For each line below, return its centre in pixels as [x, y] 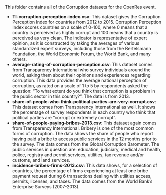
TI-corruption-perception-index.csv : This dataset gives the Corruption [86, 17]
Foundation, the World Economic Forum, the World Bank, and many [81, 54]
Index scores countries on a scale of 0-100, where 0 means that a [80, 27]
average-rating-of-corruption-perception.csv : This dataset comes [82, 65]
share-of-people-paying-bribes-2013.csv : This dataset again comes [84, 123]
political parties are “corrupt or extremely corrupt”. [64, 118]
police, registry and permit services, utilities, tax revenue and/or [78, 155]
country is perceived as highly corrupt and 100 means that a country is [85, 33]
